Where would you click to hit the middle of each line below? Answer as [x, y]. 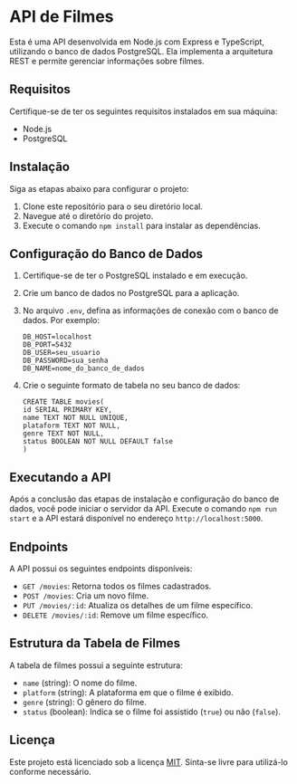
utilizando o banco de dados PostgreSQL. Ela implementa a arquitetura [141, 51]
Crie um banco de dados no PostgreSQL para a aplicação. [131, 293]
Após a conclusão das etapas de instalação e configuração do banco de [144, 499]
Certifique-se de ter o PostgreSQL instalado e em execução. [135, 276]
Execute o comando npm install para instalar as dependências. [141, 225]
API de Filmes [62, 17]
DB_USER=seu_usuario [61, 353]
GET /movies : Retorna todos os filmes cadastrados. [117, 586]
